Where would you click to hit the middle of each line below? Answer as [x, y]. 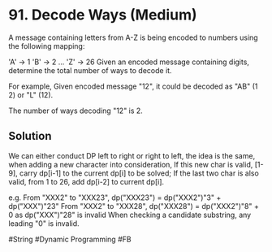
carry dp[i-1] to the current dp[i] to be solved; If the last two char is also [139, 173]
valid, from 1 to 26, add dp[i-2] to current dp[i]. [86, 181]
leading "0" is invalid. [44, 223]
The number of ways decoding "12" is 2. [76, 111]
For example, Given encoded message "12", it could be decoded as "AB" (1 [133, 86]
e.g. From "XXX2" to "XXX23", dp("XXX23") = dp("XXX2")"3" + [115, 198]
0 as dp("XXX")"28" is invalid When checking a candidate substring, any [130, 215]
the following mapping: [47, 46]
